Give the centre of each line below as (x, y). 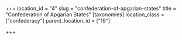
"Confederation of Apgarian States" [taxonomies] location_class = (85, 14)
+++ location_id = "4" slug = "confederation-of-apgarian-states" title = (91, 8)
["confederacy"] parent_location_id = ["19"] (58, 21)
